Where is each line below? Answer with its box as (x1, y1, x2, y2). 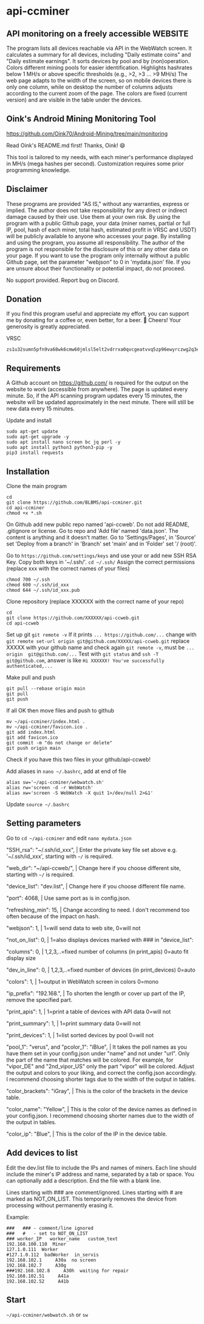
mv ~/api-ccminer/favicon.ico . (6, 724, 88, 730)
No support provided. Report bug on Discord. (6, 276, 120, 284)
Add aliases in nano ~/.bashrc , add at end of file (6, 767, 126, 775)
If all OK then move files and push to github (6, 707, 114, 715)
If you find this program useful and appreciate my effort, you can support (6, 310, 189, 317)
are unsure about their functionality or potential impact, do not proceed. (6, 264, 186, 272)
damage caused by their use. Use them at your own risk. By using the (6, 213, 180, 220)
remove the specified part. (6, 996, 73, 1003)
